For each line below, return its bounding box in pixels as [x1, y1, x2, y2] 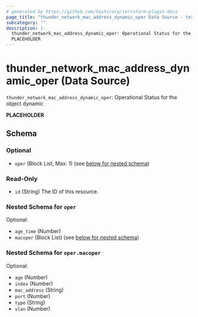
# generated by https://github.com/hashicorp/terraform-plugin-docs [6, 8, 178, 15]
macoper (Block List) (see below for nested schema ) [14, 234, 140, 241]
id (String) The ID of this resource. [14, 187, 99, 195]
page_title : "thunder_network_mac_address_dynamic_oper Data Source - [6, 14, 183, 20]
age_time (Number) [14, 228, 61, 235]
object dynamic [6, 100, 44, 107]
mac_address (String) [14, 286, 64, 293]
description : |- [6, 25, 46, 31]
